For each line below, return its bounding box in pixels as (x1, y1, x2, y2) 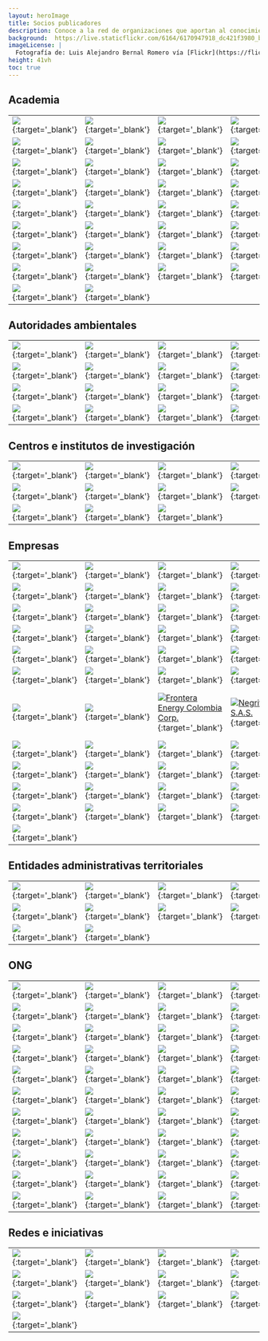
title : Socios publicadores (8, 19, 102, 27)
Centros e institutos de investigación (8, 439, 195, 453)
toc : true (8, 64, 41, 72)
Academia (8, 93, 60, 107)
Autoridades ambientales (8, 318, 137, 332)
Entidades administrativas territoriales (8, 859, 203, 872)
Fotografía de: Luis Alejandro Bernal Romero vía (15, 49, 183, 57)
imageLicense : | (8, 42, 62, 49)
